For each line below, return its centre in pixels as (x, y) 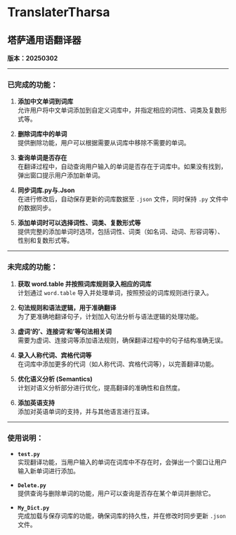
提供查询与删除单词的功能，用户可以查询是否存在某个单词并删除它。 (116, 493)
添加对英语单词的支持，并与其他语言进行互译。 (85, 411)
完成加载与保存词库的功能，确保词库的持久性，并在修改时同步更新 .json (122, 515)
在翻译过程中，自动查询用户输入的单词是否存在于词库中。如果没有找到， (122, 167)
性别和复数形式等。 (45, 241)
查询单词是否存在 (42, 158)
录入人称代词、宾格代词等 (54, 355)
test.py (28, 454)
